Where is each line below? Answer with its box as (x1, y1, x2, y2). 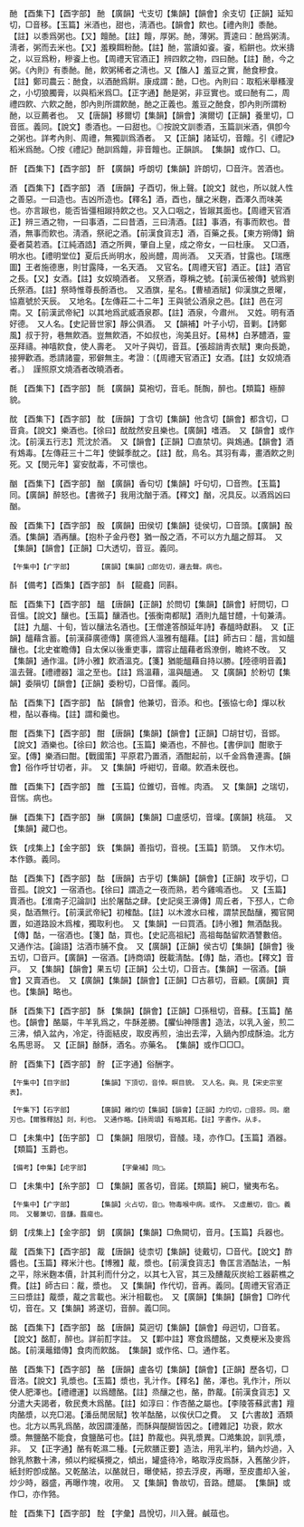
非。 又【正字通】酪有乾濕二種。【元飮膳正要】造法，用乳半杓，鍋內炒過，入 (9, 1444, 295, 1454)
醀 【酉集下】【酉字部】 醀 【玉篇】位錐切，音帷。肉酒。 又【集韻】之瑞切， (9, 781, 294, 791)
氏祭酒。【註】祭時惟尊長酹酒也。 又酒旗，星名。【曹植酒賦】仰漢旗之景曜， (9, 285, 291, 295)
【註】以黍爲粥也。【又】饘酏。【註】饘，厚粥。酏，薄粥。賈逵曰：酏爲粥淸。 (9, 31, 295, 41)
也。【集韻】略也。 (9, 986, 77, 997)
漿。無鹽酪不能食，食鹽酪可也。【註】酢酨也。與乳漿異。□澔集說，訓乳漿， (9, 1432, 290, 1443)
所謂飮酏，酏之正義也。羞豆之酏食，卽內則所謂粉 (103, 99, 287, 109)
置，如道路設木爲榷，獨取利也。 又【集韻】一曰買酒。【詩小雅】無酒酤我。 (9, 918, 287, 929)
